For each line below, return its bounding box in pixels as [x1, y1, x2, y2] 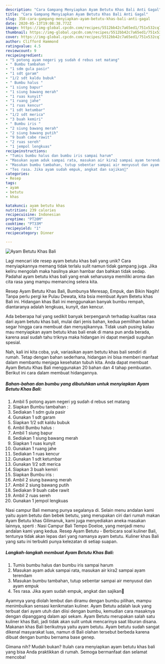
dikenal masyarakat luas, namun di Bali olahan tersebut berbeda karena [5, 629, 150, 635]
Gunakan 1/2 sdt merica [12, 461, 61, 467]
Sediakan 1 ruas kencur [12, 451, 60, 456]
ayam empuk [12, 583, 39, 589]
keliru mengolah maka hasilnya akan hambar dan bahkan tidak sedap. [5, 268, 146, 274]
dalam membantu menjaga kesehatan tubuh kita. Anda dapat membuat [5, 359, 148, 365]
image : [5, 26, 19, 30]
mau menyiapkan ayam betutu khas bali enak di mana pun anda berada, [5, 329, 151, 335]
